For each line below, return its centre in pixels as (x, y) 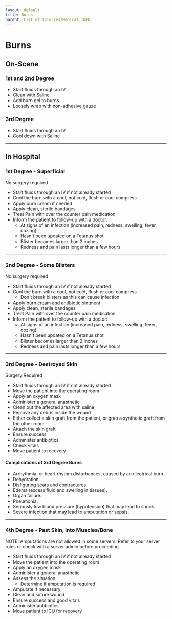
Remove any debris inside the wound (52, 412)
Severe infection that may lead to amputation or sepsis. (71, 512)
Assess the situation (34, 578)
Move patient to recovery (39, 451)
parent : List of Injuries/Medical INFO (48, 19)
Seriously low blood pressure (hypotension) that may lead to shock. (84, 507)
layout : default (23, 10)
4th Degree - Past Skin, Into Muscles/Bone (59, 530)
